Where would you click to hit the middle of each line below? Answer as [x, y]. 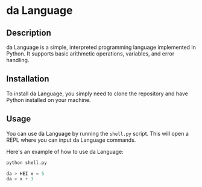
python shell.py [27, 163]
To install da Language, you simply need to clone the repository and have [97, 93]
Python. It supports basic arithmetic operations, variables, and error [90, 54]
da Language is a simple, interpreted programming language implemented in [101, 47]
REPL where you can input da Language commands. [71, 140]
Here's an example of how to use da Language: [65, 151]
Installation [28, 79]
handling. [18, 60]
